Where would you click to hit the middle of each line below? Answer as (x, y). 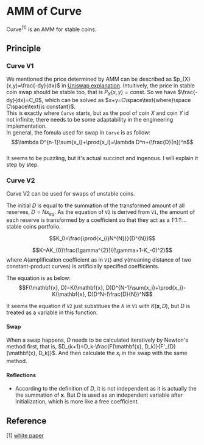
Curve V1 (20, 65)
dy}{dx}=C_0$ (24, 100)
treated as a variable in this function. (52, 312)
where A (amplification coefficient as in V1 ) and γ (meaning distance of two (99, 260)
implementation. (26, 126)
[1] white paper (25, 436)
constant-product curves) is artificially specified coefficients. (83, 267)
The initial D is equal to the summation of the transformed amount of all (96, 205)
